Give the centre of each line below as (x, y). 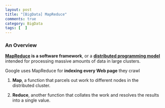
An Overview (21, 45)
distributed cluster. (31, 86)
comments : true (21, 19)
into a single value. (31, 100)
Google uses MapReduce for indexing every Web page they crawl (73, 71)
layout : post (18, 10)
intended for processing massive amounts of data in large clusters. (73, 61)
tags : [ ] (16, 28)
